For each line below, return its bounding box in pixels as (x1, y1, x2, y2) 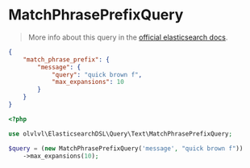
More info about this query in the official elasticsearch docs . (27, 32, 228, 42)
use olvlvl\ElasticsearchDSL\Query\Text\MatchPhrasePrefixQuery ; (8, 129, 232, 138)
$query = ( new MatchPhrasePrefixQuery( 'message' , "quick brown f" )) (8, 144, 244, 153)
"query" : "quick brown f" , (51, 70, 143, 78)
